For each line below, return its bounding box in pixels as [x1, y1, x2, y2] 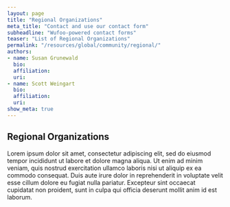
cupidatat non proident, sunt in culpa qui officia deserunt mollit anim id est [7, 186, 218, 194]
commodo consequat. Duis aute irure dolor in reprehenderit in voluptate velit [7, 171, 223, 179]
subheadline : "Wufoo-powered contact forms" [7, 29, 137, 36]
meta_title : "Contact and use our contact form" [7, 23, 149, 29]
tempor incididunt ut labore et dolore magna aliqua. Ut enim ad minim [7, 156, 203, 165]
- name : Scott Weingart [7, 80, 76, 87]
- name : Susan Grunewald [7, 55, 78, 62]
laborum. [7, 193, 33, 201]
